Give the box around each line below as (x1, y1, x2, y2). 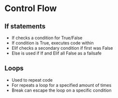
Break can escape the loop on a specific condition (11, 87, 112, 93)
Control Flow (4, 3, 57, 14)
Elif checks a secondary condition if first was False (11, 45, 113, 51)
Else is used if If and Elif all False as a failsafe (11, 50, 102, 56)
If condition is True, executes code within (11, 40, 94, 46)
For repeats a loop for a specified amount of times (11, 82, 112, 88)
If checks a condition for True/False (11, 35, 83, 41)
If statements (4, 22, 46, 30)
